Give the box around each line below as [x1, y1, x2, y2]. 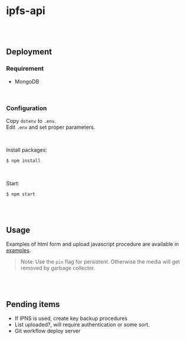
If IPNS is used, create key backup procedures [14, 315, 128, 322]
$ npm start [6, 191, 35, 197]
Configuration [6, 104, 47, 112]
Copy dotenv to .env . [6, 117, 57, 124]
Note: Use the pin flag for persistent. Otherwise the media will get [20, 258, 181, 265]
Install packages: [6, 146, 47, 154]
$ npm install [6, 158, 41, 164]
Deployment [6, 47, 52, 57]
